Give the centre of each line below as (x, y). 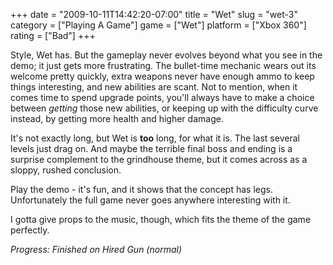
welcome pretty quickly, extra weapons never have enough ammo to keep (162, 76)
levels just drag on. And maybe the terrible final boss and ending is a (151, 148)
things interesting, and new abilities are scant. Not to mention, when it (154, 87)
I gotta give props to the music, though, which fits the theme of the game (161, 219)
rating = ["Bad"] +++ (53, 35)
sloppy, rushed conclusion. (66, 170)
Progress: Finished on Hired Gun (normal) (96, 249)
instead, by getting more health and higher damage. (117, 118)
